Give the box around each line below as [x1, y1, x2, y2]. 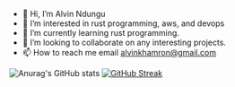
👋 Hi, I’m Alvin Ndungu [22, 9, 106, 19]
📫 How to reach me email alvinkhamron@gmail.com [22, 48, 217, 57]
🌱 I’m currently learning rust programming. [22, 28, 179, 38]
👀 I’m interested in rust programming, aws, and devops [22, 18, 225, 29]
